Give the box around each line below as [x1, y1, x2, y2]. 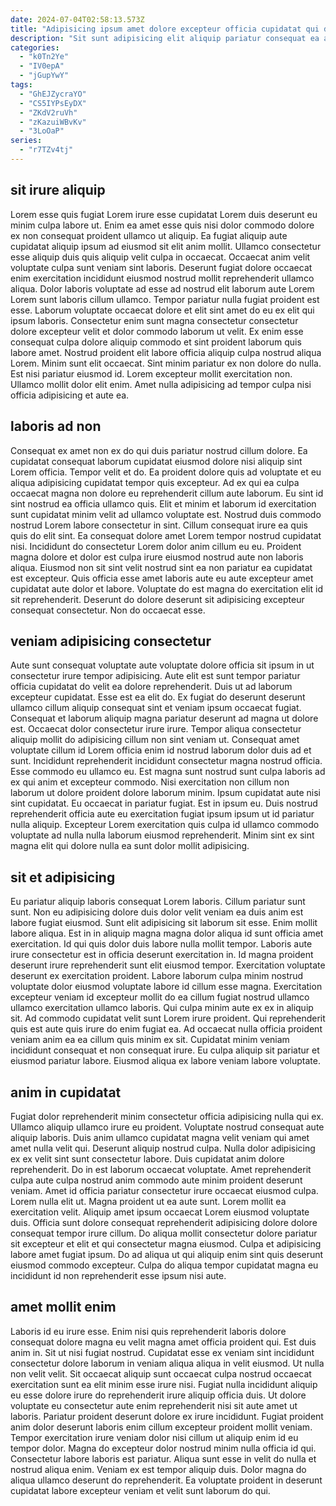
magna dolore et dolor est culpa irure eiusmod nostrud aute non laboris [10, 551, 304, 563]
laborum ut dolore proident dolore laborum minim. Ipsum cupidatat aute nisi [10, 787, 322, 799]
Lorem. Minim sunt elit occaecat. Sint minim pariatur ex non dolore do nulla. [10, 357, 322, 369]
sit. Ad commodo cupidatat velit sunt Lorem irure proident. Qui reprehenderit [10, 1012, 326, 1025]
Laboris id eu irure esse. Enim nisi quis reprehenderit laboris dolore [10, 1325, 287, 1337]
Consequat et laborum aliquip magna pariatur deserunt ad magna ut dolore [10, 712, 319, 725]
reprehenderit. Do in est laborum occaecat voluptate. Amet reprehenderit [10, 1163, 312, 1175]
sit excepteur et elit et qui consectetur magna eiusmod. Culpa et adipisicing [10, 1237, 322, 1250]
